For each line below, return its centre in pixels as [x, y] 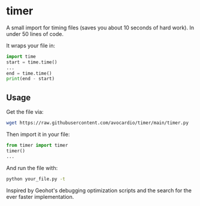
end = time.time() [29, 73]
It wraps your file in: [31, 46]
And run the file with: [32, 168]
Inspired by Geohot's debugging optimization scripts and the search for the [99, 190]
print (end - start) [31, 79]
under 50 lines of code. [35, 34]
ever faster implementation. [40, 196]
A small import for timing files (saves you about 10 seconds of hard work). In [100, 28]
